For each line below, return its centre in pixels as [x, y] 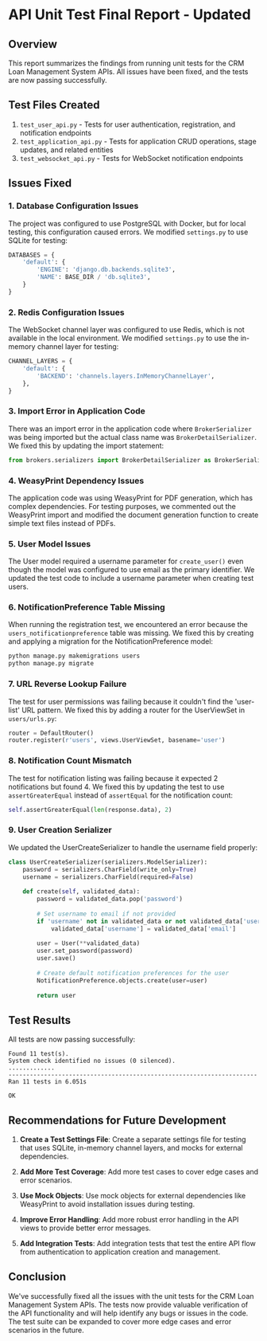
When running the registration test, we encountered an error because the [128, 625]
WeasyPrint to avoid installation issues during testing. [107, 1204]
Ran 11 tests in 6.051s [48, 1082]
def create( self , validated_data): [81, 892]
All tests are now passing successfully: [72, 1039]
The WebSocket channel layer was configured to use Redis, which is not [126, 330]
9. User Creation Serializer [60, 830]
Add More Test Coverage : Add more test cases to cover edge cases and [139, 1172]
